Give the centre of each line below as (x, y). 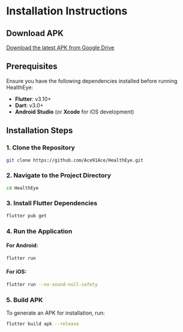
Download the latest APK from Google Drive (60, 47)
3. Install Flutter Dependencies (52, 204)
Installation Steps (40, 131)
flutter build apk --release (43, 324)
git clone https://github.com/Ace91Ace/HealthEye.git (75, 160)
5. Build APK (25, 300)
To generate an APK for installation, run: (55, 313)
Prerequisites (32, 66)
